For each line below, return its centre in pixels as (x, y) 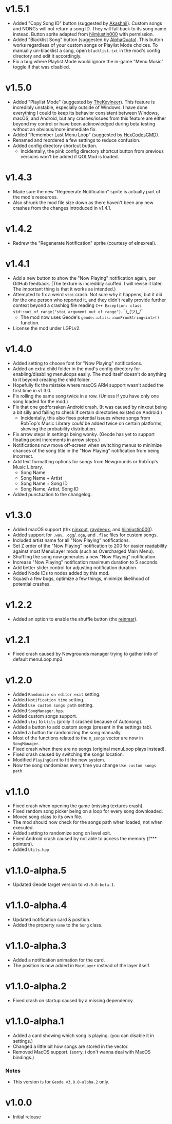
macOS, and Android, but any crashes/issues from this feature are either (89, 118)
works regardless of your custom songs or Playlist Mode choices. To (85, 45)
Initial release (27, 1117)
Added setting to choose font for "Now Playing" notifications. (78, 363)
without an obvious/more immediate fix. (55, 129)
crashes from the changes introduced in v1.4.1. (62, 208)
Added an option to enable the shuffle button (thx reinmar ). (75, 619)
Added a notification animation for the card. (59, 960)
